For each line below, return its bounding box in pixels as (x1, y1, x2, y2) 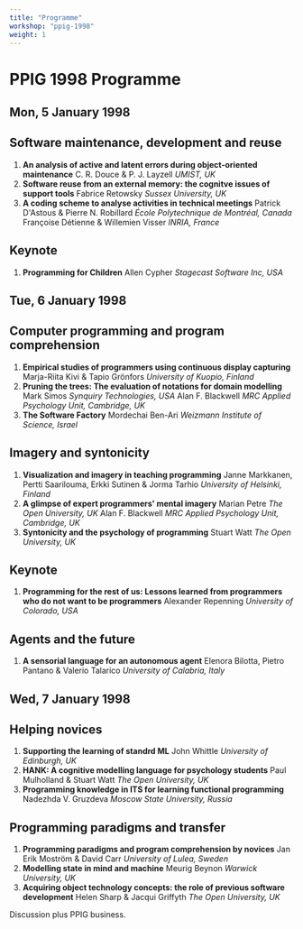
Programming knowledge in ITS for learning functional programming (22, 784, 284, 795)
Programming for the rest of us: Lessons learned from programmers (22, 586, 283, 597)
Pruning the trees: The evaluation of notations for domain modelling (22, 381, 282, 391)
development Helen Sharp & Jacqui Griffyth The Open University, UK (22, 892, 281, 903)
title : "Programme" (9, 13, 83, 23)
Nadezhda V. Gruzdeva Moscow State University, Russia (22, 794, 233, 805)
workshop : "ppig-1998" (9, 22, 95, 31)
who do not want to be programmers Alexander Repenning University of (22, 596, 294, 607)
